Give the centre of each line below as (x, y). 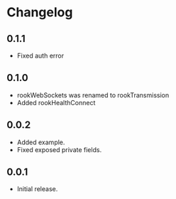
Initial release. (37, 189)
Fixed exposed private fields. (59, 149)
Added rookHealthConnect (56, 102)
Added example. (41, 142)
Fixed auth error (40, 55)
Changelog (40, 12)
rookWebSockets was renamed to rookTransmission (93, 95)
